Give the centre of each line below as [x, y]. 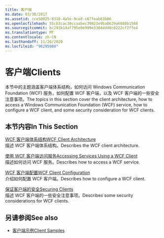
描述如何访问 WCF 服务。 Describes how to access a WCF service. [73, 162]
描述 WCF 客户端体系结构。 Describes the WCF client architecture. [72, 145]
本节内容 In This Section [41, 126]
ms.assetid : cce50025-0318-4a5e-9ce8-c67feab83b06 [58, 19]
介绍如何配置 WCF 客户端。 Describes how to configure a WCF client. [75, 179]
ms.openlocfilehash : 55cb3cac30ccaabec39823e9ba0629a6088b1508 [72, 23]
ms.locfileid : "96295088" [32, 46]
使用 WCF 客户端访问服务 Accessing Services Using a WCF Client [71, 156]
